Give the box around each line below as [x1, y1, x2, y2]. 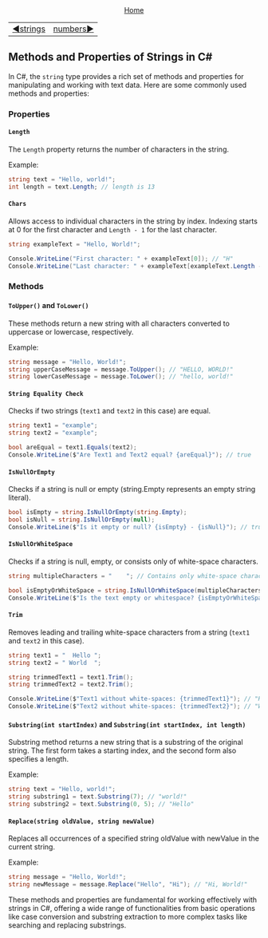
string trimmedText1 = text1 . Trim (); [8, 673, 134, 681]
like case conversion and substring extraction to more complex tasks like [8, 912, 247, 921]
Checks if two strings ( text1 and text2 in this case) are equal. [8, 406, 211, 416]
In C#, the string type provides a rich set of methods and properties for [8, 71, 245, 81]
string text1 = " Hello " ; [8, 651, 102, 659]
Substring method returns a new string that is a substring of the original [8, 738, 243, 747]
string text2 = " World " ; [8, 659, 102, 667]
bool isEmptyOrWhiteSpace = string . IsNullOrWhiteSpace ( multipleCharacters [8, 586, 262, 595]
